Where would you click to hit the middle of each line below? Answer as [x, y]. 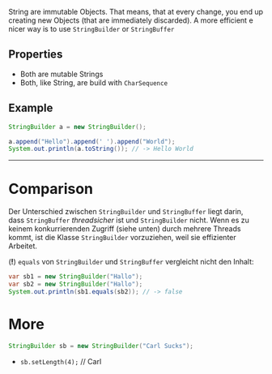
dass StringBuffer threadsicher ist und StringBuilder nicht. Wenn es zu [129, 220]
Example [31, 108]
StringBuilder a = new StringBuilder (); [78, 127]
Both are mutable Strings [62, 74]
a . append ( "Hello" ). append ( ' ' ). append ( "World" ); [92, 141]
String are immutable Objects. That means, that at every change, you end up [136, 12]
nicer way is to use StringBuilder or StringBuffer [91, 29]
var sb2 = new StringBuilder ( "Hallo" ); [76, 284]
